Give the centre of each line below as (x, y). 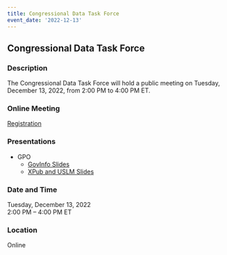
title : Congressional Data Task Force (63, 14)
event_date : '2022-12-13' (44, 20)
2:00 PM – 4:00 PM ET (40, 212)
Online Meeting (34, 108)
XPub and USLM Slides (61, 172)
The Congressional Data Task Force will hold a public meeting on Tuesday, (114, 83)
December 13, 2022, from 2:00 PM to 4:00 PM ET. (79, 90)
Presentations (32, 142)
